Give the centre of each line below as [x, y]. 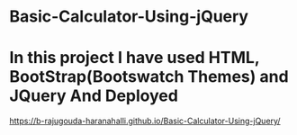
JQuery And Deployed [94, 96]
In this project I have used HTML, [135, 58]
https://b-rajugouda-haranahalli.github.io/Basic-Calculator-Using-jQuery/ [145, 121]
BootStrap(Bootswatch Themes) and [149, 77]
